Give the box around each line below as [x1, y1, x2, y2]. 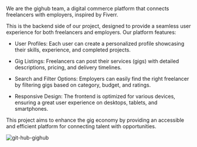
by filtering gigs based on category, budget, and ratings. [14, 81, 151, 88]
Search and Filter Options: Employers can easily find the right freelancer [14, 76, 189, 82]
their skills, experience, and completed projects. [14, 46, 131, 53]
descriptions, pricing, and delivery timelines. [14, 64, 122, 71]
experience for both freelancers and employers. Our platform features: [6, 29, 176, 36]
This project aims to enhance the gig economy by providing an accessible [6, 117, 185, 124]
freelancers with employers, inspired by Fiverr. [6, 11, 118, 18]
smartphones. [14, 105, 49, 112]
